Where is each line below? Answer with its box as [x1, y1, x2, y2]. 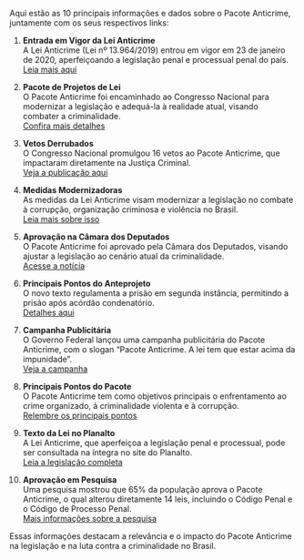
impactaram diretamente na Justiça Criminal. [22, 158, 191, 168]
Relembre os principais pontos [22, 410, 137, 421]
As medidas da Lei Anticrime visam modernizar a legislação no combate [22, 195, 294, 205]
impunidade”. [22, 354, 73, 364]
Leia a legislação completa [22, 457, 123, 467]
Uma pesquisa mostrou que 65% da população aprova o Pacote [22, 484, 263, 494]
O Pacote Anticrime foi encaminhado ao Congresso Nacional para [22, 91, 270, 102]
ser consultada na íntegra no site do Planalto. [22, 447, 193, 458]
